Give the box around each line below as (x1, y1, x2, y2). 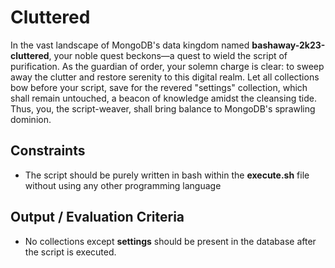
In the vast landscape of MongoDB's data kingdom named (10, 39, 250, 51)
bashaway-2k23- (251, 39, 326, 51)
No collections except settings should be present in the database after (24, 235, 317, 247)
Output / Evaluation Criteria (10, 209, 185, 226)
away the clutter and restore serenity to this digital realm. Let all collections (10, 71, 320, 83)
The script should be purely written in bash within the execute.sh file (24, 169, 310, 181)
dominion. (10, 113, 52, 125)
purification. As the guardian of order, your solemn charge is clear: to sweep (10, 60, 325, 72)
